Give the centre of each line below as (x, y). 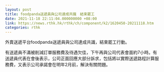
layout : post (18, 9)
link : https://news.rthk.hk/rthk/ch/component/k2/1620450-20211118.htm (79, 23)
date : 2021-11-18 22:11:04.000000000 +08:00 (51, 18)
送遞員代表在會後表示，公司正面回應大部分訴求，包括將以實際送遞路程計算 (80, 58)
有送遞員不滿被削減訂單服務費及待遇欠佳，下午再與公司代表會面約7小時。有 (81, 53)
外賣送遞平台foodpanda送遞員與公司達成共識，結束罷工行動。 (67, 42)
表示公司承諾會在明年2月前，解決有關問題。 (66, 65)
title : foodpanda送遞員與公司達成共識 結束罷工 (50, 14)
